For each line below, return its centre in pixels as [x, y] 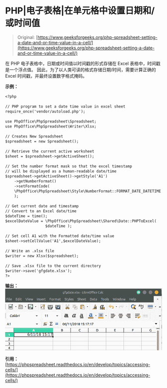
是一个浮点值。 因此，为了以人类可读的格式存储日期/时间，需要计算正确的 [81, 69]
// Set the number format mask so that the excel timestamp [69, 166]
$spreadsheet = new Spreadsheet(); [42, 141]
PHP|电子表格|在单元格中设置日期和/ [80, 11]
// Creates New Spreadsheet [34, 136]
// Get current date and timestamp [42, 206]
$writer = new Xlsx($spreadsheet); [42, 256]
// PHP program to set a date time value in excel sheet [65, 106]
